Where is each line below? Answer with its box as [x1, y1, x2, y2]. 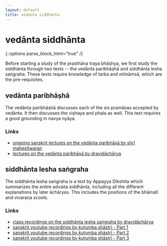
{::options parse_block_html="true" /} [5, 51, 83, 57]
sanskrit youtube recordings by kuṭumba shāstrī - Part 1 [12, 224, 129, 230]
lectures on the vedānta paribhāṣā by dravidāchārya [12, 150, 122, 156]
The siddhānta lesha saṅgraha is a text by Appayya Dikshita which [5, 178, 143, 185]
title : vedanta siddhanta [5, 12, 60, 17]
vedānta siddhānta [5, 34, 86, 46]
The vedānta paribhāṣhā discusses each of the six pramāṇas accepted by [5, 105, 159, 111]
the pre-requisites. [5, 76, 44, 83]
